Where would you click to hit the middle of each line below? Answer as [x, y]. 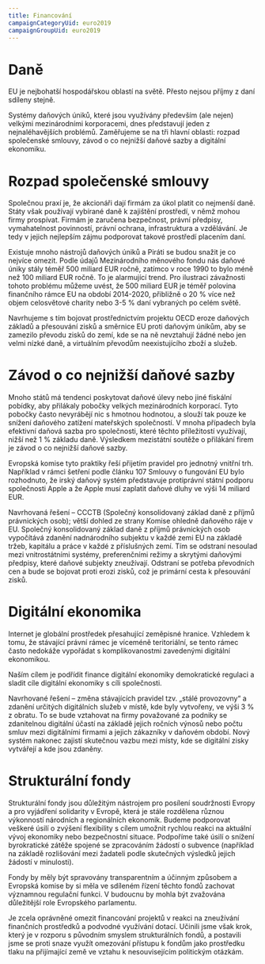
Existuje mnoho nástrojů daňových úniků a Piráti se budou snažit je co [122, 252]
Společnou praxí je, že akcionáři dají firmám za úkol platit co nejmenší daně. [132, 203]
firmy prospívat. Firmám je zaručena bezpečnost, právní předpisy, [115, 220]
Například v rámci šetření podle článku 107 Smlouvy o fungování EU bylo [127, 472]
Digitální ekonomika [75, 612]
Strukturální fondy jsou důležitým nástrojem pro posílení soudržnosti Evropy [132, 803]
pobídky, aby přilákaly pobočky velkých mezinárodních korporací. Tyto [123, 406]
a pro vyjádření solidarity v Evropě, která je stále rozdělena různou [116, 812]
